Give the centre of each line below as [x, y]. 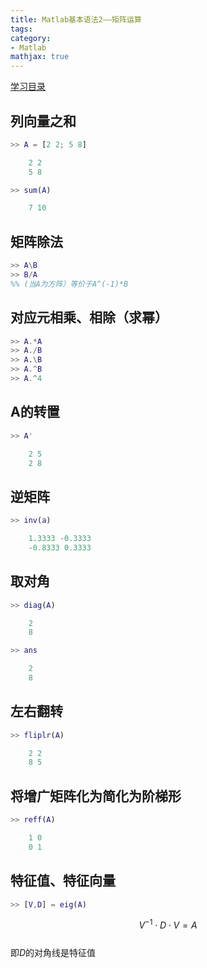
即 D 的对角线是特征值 [53, 953]
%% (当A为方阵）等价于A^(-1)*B [69, 284]
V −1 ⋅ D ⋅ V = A [168, 924]
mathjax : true [40, 57]
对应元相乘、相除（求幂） [89, 317]
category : [31, 38]
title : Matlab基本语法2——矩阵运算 [76, 19]
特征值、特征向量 [63, 881]
